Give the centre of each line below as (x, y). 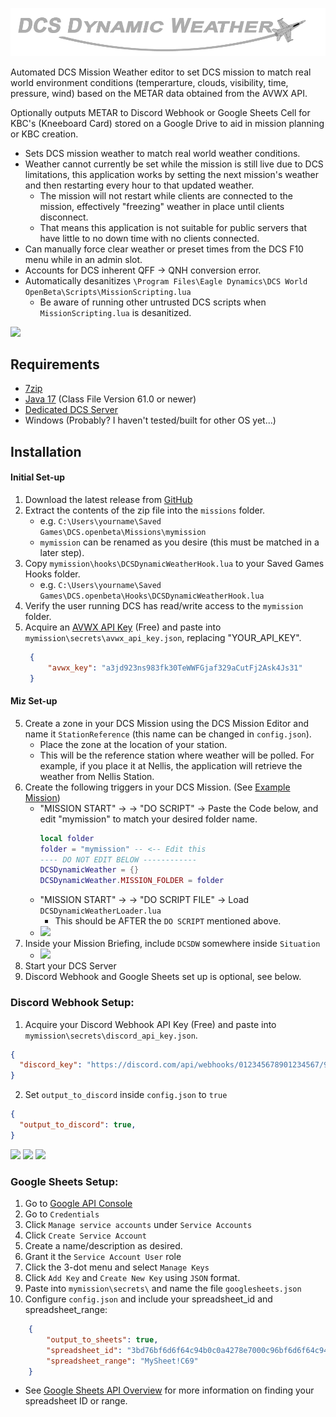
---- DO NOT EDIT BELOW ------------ (118, 859)
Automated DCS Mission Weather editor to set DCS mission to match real (161, 72)
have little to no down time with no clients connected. (149, 238)
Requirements (55, 364)
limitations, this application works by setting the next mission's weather (171, 174)
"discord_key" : (51, 1065)
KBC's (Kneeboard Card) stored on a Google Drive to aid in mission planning (167, 123)
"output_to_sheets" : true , (102, 1339)
